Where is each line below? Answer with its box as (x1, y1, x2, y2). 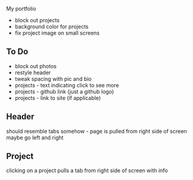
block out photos (14, 62, 57, 69)
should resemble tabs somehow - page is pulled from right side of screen (6, 127, 187, 135)
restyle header (14, 69, 51, 76)
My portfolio (6, 5, 36, 12)
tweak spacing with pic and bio (14, 75, 92, 83)
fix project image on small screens (14, 29, 100, 36)
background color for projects (14, 23, 88, 30)
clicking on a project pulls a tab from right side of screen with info (6, 167, 169, 174)
